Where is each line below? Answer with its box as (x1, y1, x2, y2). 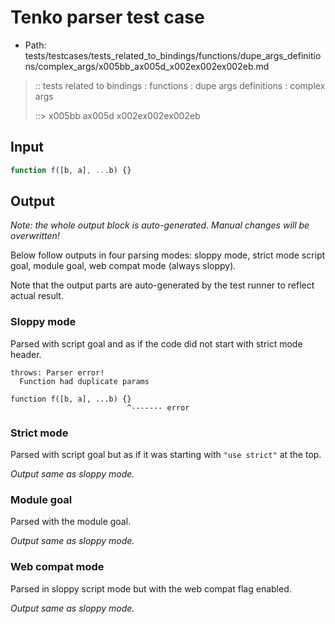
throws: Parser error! (10, 367, 105, 378)
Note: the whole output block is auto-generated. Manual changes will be (10, 219, 310, 231)
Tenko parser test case (10, 6, 205, 29)
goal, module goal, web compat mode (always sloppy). (10, 260, 237, 272)
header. (10, 348, 42, 360)
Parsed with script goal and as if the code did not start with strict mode (10, 337, 303, 350)
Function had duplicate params (19, 376, 150, 386)
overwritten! (10, 230, 60, 242)
